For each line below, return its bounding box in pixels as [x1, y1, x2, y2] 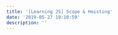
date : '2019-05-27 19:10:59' [6, 14, 80, 20]
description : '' [6, 20, 47, 26]
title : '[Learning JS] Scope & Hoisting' [6, 8, 113, 15]
